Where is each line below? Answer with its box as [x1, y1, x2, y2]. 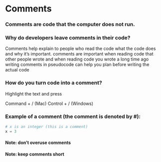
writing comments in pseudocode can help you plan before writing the [5, 61, 150, 67]
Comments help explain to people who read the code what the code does [5, 45, 156, 51]
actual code [5, 67, 30, 73]
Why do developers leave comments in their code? [5, 34, 131, 41]
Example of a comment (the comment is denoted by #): [5, 113, 141, 120]
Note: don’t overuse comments [5, 139, 71, 145]
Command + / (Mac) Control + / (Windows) [5, 100, 94, 106]
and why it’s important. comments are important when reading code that [5, 51, 154, 57]
